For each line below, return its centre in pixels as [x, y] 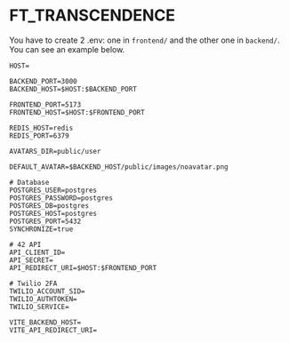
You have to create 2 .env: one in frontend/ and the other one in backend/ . [144, 40]
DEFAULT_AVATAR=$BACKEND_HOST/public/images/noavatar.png [119, 167]
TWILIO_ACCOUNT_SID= [48, 291]
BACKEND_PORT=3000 [43, 81]
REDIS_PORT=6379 [39, 136]
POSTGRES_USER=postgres [53, 190]
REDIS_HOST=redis [41, 128]
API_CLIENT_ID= [37, 252]
